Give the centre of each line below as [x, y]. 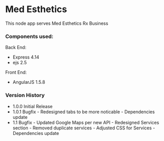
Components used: [29, 36]
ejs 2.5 [20, 63]
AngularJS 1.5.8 [29, 82]
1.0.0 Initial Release [32, 106]
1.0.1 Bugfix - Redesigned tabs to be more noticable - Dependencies [84, 112]
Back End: [16, 48]
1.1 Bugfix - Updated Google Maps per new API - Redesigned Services [86, 122]
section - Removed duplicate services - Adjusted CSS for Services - [84, 128]
